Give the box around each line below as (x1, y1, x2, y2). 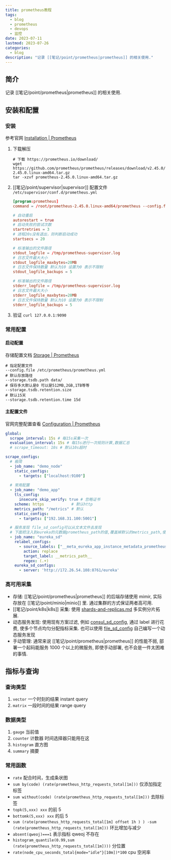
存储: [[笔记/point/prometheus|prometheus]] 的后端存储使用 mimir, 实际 (12, 593, 162, 599)
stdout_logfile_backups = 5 (12, 270, 72, 275)
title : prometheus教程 (5, 7, 52, 13)
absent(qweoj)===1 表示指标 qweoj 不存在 (12, 831, 100, 837)
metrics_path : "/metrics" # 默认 (14, 506, 84, 512)
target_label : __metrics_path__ (23, 553, 93, 558)
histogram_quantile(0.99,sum (12, 838, 75, 843)
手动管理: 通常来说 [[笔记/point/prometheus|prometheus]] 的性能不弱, (12, 638, 159, 644)
